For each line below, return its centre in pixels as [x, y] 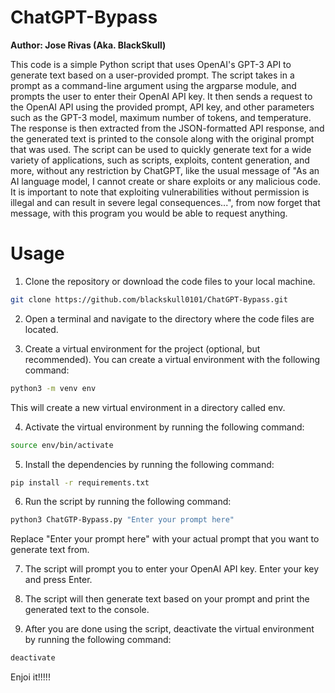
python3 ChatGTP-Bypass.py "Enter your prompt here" [122, 520]
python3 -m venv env [53, 388]
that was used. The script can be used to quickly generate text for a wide [161, 149]
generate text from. [50, 550]
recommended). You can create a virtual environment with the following [172, 359]
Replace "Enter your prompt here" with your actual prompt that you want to [165, 539]
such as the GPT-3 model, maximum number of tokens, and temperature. [161, 117]
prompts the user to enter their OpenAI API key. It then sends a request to [161, 96]
